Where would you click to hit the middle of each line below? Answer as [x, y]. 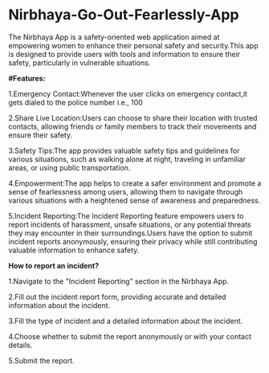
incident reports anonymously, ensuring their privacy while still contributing [133, 241]
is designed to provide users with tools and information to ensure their [124, 54]
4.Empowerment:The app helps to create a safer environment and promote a [135, 183]
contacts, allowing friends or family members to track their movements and [132, 126]
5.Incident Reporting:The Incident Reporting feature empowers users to [126, 215]
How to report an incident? [54, 265]
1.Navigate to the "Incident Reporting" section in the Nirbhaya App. [119, 281]
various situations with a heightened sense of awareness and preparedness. [134, 200]
